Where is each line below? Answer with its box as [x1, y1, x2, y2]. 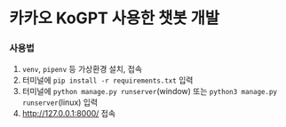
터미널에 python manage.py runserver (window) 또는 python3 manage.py [21, 86, 278, 97]
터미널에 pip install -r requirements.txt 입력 [21, 75, 194, 85]
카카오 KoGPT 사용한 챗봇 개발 [9, 8, 220, 28]
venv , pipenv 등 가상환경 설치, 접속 [21, 64, 143, 75]
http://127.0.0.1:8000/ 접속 [21, 108, 116, 119]
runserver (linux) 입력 [21, 97, 99, 107]
